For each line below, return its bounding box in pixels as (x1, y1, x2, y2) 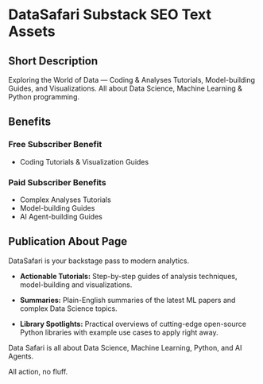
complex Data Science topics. (19, 304, 118, 313)
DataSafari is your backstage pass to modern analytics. (8, 256, 189, 266)
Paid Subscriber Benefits (8, 176, 106, 188)
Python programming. (8, 92, 80, 101)
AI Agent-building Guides (19, 211, 103, 221)
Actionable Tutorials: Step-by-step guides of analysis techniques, (19, 271, 238, 281)
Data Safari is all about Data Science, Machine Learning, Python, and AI (8, 343, 242, 352)
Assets (8, 22, 56, 41)
